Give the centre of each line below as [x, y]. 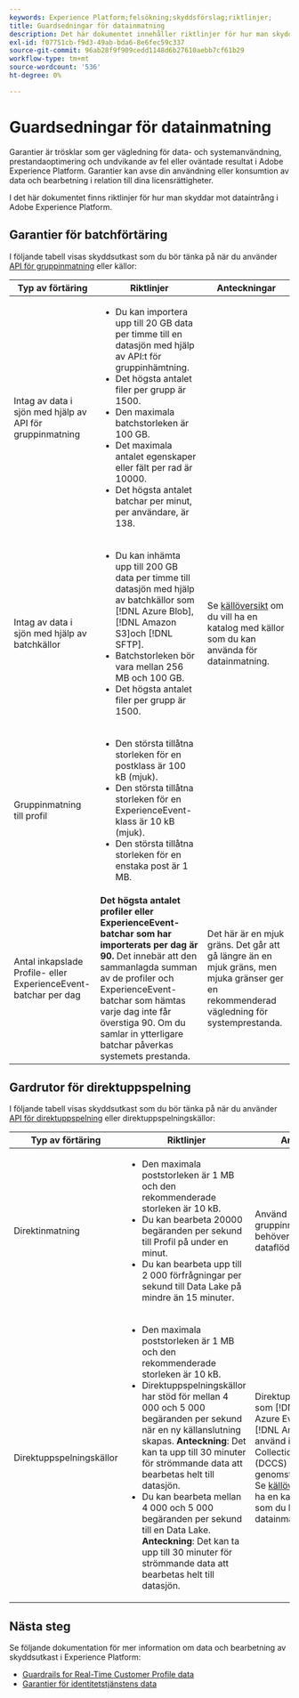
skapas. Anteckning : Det [194, 1441]
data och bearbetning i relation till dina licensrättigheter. [111, 180]
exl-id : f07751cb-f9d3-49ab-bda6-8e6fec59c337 [97, 42]
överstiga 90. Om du [143, 1023]
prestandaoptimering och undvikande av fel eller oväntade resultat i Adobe [146, 161]
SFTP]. [129, 644]
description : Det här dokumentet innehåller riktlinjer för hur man [139, 34]
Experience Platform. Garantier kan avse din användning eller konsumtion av [149, 171]
